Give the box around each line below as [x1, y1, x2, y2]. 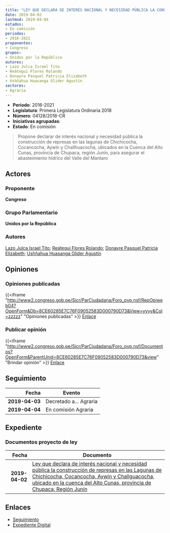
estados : [5, 21, 24, 27]
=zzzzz [5, 313, 21, 319]
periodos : [5, 31, 26, 36]
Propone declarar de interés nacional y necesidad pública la [17, 133, 143, 139]
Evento [63, 389, 80, 396]
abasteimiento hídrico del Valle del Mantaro [17, 155, 108, 161]
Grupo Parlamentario [5, 209, 58, 216]
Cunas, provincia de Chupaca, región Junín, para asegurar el [17, 150, 145, 156]
